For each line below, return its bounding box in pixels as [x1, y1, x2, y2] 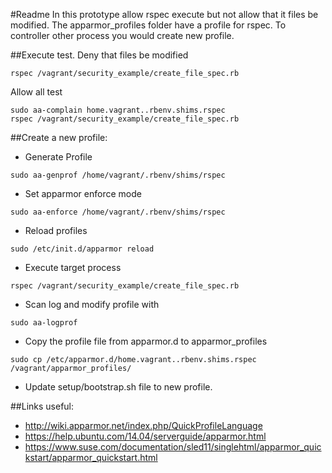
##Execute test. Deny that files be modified [10, 49, 189, 61]
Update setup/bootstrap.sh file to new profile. [24, 381, 213, 393]
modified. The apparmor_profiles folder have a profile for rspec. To [10, 19, 287, 31]
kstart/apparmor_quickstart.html [24, 452, 158, 463]
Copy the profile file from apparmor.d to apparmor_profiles [24, 335, 268, 347]
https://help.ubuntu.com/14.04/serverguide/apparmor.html [24, 430, 267, 442]
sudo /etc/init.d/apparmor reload [10, 244, 155, 254]
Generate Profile [24, 151, 93, 163]
